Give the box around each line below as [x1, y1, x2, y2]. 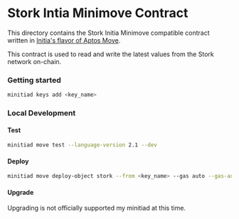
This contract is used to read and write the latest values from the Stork [7, 50, 215, 58]
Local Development [7, 108, 76, 118]
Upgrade [7, 188, 34, 196]
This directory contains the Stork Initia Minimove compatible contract [7, 28, 210, 37]
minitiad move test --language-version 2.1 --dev [7, 141, 158, 149]
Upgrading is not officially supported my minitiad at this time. [7, 204, 186, 213]
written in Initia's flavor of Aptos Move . [7, 36, 121, 44]
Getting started [7, 75, 62, 85]
